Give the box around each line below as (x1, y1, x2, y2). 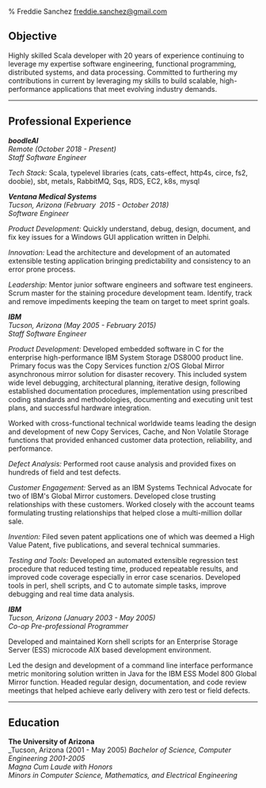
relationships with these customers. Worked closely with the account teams (8, 499, 255, 509)
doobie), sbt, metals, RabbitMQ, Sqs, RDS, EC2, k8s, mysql (8, 176, 200, 185)
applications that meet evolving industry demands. (52, 84, 218, 93)
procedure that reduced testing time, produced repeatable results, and (8, 564, 239, 573)
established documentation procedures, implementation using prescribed (8, 386, 248, 395)
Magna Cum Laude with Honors (8, 762, 113, 771)
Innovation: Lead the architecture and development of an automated (8, 247, 231, 257)
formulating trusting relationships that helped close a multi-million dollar (8, 508, 243, 517)
